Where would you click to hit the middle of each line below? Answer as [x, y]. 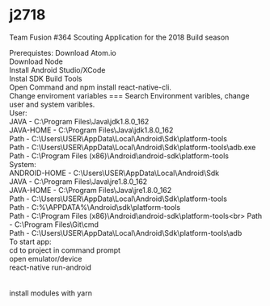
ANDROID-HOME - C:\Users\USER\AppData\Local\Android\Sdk [114, 173]
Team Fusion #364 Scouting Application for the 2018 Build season [119, 37]
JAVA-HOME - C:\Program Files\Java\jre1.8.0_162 [91, 190]
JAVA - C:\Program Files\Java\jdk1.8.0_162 [79, 121]
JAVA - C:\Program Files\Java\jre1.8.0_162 [78, 181]
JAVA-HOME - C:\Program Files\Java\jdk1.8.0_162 [91, 130]
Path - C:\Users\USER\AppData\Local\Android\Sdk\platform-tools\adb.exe [133, 147]
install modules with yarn [51, 293]
